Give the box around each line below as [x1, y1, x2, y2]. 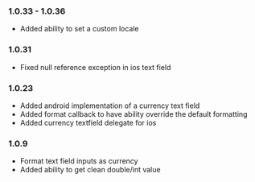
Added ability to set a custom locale [19, 24, 139, 34]
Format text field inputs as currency [19, 156, 138, 166]
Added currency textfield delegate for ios [19, 118, 157, 127]
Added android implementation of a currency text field [19, 101, 200, 110]
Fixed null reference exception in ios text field [19, 62, 171, 72]
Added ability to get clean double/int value [19, 165, 161, 175]
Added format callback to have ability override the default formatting [19, 109, 248, 118]
